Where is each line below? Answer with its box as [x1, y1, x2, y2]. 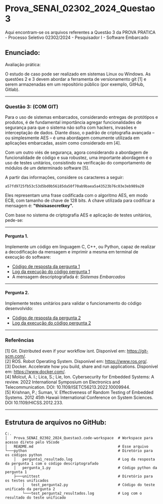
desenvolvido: [5, 306, 33, 311]
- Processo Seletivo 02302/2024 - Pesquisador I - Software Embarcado [5, 35, 149, 40]
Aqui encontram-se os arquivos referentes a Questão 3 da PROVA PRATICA [5, 29, 156, 35]
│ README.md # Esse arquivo [5, 444, 149, 449]
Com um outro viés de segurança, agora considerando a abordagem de [5, 149, 148, 156]
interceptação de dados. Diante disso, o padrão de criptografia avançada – [5, 130, 155, 136]
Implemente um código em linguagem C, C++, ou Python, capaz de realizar [5, 244, 156, 250]
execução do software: [5, 254, 51, 260]
